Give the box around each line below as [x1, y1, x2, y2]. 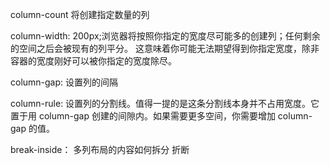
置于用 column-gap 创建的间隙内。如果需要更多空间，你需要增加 [10, 110, 276, 122]
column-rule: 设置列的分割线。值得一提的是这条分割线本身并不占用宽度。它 [10, 98, 320, 109]
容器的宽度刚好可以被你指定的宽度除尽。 [10, 55, 177, 67]
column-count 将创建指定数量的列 [10, 9, 150, 20]
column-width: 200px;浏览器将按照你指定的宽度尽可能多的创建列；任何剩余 [10, 30, 321, 42]
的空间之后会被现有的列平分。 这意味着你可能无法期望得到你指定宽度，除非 [10, 43, 320, 54]
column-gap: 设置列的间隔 [10, 76, 119, 88]
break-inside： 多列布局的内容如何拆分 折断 [10, 144, 190, 155]
